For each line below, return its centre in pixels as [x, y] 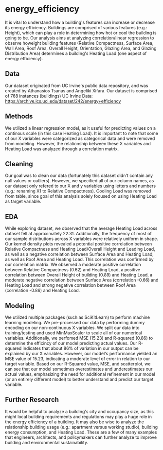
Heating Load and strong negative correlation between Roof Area [71, 285]
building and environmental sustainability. [47, 442]
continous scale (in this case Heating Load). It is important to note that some [81, 133]
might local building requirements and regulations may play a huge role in [79, 416]
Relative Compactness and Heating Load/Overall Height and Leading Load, [80, 249]
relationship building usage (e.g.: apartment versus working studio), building [81, 427]
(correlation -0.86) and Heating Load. [43, 291]
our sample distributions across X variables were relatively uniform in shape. [81, 239]
